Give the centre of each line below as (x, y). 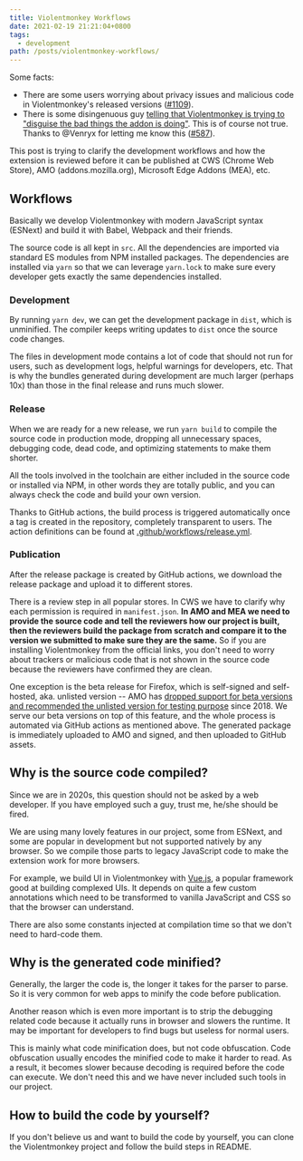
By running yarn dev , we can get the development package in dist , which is (151, 320)
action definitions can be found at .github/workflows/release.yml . (131, 531)
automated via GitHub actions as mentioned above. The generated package (150, 725)
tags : (19, 34)
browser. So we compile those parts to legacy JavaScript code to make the (149, 851)
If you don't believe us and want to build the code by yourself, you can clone (152, 1137)
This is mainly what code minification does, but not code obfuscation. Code (150, 1049)
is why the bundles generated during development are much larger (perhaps (151, 376)
